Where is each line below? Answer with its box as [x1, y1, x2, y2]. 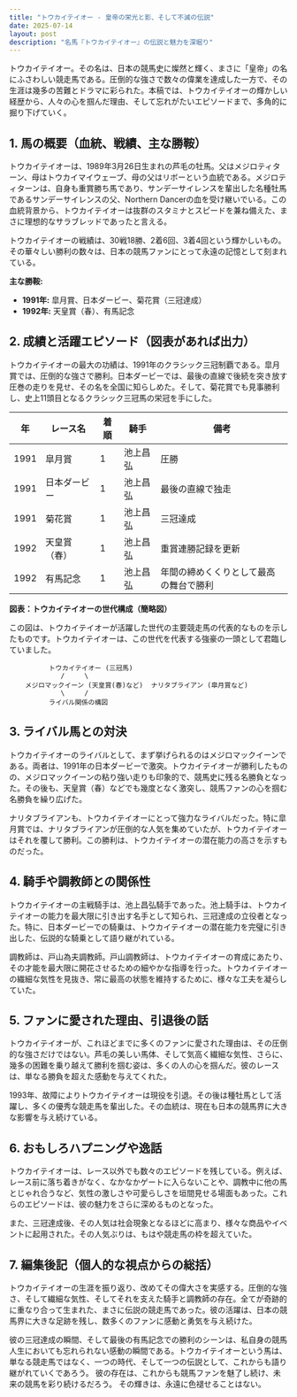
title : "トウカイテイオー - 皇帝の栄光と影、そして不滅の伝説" [9, 12, 215, 22]
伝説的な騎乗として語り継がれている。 [39, 932, 179, 943]
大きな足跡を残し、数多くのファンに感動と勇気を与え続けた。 [32, 1316, 257, 1326]
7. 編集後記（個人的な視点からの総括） [9, 1257, 218, 1272]
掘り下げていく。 [9, 107, 72, 118]
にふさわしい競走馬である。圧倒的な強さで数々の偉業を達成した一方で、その [9, 74, 288, 85]
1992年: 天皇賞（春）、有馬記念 [21, 306, 135, 317]
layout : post [9, 29, 57, 38]
